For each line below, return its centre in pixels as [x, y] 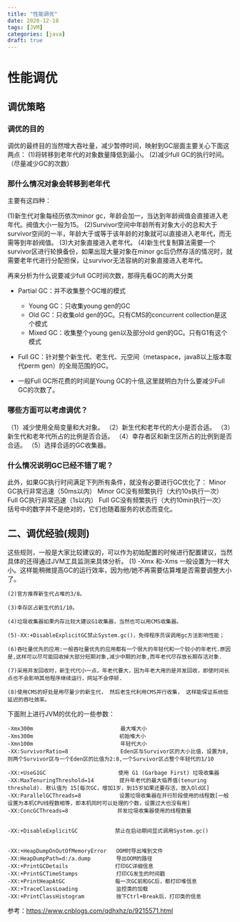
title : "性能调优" [33, 14]
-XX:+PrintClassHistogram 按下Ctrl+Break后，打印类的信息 [104, 896]
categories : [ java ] [36, 34]
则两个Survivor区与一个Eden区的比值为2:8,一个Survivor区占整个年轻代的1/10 [111, 759]
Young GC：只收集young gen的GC [79, 306]
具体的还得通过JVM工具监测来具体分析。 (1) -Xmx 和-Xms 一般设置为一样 [115, 561]
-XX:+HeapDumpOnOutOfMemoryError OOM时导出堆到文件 [85, 851]
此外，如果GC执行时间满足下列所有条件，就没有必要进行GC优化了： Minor [117, 482]
